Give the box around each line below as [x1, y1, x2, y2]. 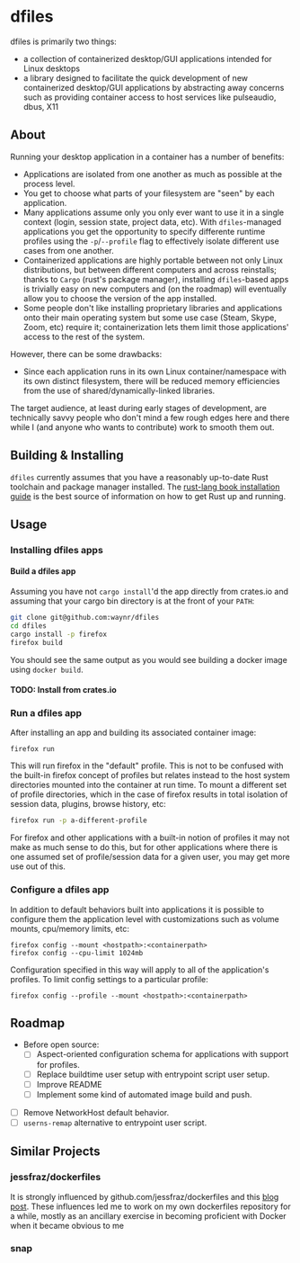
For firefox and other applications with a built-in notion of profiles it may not [10, 832, 290, 843]
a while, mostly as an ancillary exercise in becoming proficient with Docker [10, 1210, 287, 1221]
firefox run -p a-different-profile [10, 816, 147, 825]
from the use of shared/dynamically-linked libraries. [22, 385, 216, 396]
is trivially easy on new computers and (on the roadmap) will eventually [22, 283, 287, 294]
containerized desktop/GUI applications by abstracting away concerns [22, 82, 285, 93]
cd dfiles [10, 621, 48, 631]
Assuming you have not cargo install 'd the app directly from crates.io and [10, 587, 289, 597]
